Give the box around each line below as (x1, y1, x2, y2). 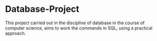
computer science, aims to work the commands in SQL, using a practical (5, 25, 153, 31)
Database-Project (5, 3, 79, 15)
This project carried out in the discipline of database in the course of (5, 20, 145, 26)
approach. (5, 30, 26, 36)
